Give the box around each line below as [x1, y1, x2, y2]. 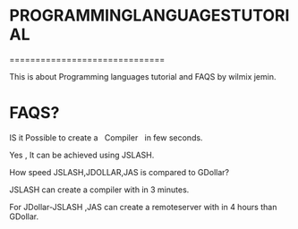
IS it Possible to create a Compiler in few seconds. [9, 131, 203, 143]
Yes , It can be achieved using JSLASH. [9, 149, 155, 160]
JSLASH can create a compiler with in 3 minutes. [9, 184, 190, 195]
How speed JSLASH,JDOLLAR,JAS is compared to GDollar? [9, 166, 230, 177]
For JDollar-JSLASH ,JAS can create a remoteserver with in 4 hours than [9, 201, 277, 212]
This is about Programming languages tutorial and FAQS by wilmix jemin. [9, 71, 277, 81]
